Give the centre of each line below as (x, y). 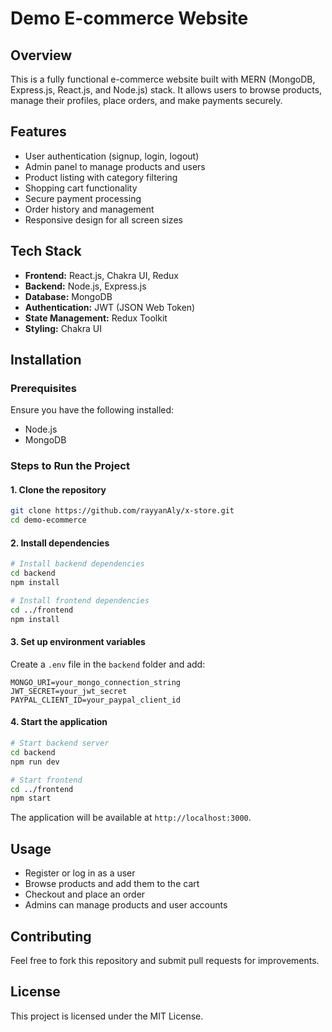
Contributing (51, 936)
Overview (41, 55)
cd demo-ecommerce (48, 520)
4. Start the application (59, 722)
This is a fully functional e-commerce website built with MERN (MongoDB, (163, 79)
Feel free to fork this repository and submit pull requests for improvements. (165, 960)
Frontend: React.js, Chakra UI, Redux (101, 275)
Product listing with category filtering (101, 177)
